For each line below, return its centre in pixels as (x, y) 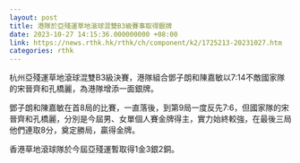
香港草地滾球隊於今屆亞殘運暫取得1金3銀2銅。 (94, 150)
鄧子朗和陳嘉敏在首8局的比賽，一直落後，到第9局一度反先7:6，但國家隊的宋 (149, 107)
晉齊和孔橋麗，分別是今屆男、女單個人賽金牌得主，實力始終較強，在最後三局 (150, 119)
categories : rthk (42, 51)
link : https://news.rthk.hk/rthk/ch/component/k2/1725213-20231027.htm (146, 43)
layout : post (34, 17)
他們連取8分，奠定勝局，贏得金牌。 (75, 130)
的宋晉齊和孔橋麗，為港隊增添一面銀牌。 (84, 89)
